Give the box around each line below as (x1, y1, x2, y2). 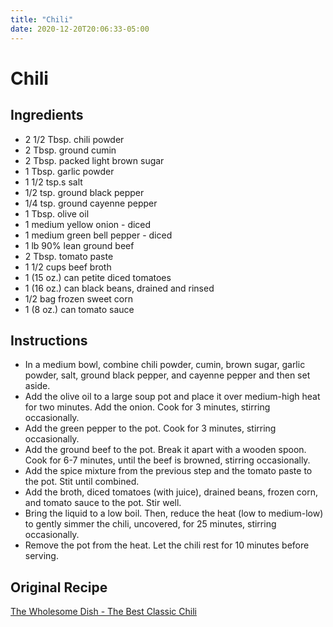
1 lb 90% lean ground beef (24, 239, 135, 251)
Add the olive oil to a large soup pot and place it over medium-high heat (24, 391, 321, 403)
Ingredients (10, 107, 84, 124)
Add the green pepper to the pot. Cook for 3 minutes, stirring (24, 422, 277, 435)
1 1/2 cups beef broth (24, 261, 112, 273)
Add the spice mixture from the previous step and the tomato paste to (24, 465, 313, 477)
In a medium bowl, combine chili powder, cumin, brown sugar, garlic (24, 359, 306, 371)
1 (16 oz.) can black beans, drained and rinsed (24, 282, 215, 294)
